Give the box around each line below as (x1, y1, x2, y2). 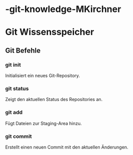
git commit (5, 132, 32, 139)
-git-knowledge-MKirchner (5, 3, 121, 15)
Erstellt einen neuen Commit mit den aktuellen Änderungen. (5, 144, 128, 150)
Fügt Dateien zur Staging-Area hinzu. (5, 120, 82, 126)
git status (5, 85, 29, 92)
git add (5, 109, 23, 116)
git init (5, 61, 21, 68)
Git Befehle (5, 46, 41, 54)
